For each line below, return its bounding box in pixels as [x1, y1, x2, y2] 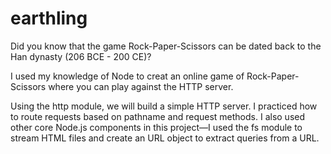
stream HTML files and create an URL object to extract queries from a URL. [10, 132, 320, 144]
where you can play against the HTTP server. [48, 80, 234, 92]
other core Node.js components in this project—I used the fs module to [10, 121, 303, 133]
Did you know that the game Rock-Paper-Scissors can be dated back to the [10, 40, 322, 52]
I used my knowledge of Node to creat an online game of [10, 70, 245, 82]
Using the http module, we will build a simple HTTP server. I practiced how [10, 100, 318, 112]
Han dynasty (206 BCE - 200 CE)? [10, 50, 152, 62]
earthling [10, 7, 88, 30]
